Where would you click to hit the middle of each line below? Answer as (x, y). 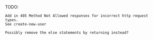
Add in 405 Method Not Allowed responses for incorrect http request (77, 16)
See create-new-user (26, 24)
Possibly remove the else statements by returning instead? (67, 33)
